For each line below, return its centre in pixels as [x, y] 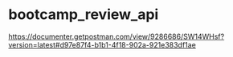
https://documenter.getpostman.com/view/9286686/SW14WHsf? [117, 36]
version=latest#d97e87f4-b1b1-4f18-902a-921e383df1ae [102, 44]
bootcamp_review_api [84, 15]
